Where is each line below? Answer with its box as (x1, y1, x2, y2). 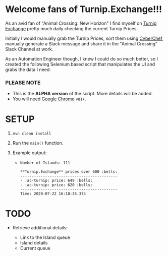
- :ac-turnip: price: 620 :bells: (20, 182, 93, 187)
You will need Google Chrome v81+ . (12, 96, 86, 102)
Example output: (12, 150, 47, 156)
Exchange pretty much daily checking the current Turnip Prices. (5, 25, 138, 31)
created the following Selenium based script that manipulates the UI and (5, 61, 155, 67)
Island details (20, 240, 48, 246)
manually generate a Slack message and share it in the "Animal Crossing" (5, 40, 158, 46)
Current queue (20, 245, 51, 251)
